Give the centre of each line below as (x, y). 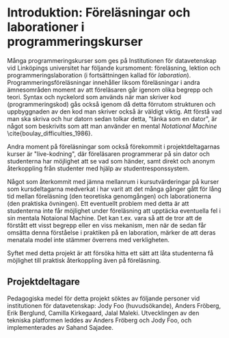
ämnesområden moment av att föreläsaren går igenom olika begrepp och (110, 90)
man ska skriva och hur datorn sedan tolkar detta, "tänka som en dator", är (112, 118)
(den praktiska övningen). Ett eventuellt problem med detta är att (98, 203)
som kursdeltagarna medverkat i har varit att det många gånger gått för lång (114, 189)
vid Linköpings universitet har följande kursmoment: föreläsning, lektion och (114, 68)
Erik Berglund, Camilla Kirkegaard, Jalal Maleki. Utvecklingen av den (103, 313)
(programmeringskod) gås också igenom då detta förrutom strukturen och (111, 104)
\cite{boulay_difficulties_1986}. (50, 133)
